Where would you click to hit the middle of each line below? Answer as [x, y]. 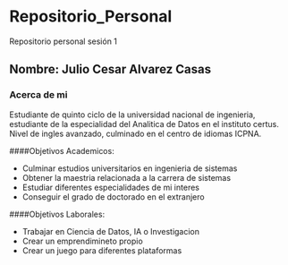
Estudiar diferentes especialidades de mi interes [110, 187]
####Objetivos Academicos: [62, 150]
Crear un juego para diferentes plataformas [102, 250]
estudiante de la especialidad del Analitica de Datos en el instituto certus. [144, 124]
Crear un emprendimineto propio [82, 241]
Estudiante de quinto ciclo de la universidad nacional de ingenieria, [132, 115]
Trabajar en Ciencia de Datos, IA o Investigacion [110, 231]
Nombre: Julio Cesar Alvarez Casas [110, 69]
